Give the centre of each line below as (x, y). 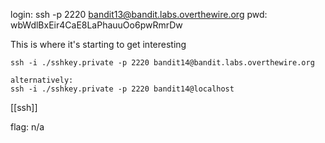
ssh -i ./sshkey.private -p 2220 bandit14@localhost (122, 89)
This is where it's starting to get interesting (98, 44)
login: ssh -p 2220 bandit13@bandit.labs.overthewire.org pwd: (139, 14)
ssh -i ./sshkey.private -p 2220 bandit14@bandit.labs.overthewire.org (162, 63)
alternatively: (42, 80)
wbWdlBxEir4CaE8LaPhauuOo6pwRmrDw (96, 25)
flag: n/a (27, 127)
